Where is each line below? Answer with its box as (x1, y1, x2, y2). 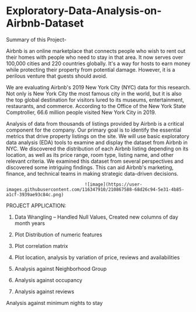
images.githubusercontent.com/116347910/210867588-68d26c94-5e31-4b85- (6, 186, 184, 192)
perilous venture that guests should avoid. (6, 72, 108, 79)
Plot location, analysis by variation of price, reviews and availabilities (14, 254, 180, 261)
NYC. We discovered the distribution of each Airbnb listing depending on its (6, 145, 189, 152)
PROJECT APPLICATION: (6, 202, 66, 209)
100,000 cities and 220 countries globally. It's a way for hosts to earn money (6, 60, 191, 67)
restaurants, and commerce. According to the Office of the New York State (6, 102, 186, 109)
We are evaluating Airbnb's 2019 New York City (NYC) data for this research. (6, 83, 191, 90)
